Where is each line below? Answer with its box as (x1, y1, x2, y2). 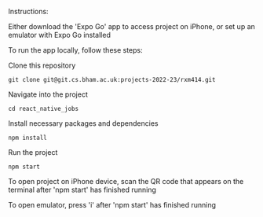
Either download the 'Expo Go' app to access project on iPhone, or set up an (8, 22, 255, 31)
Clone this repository (8, 61, 76, 70)
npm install (8, 134, 47, 142)
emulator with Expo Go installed (8, 31, 111, 39)
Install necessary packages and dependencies (8, 119, 159, 128)
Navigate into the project (8, 90, 88, 99)
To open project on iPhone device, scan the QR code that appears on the (8, 177, 244, 186)
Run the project (8, 148, 58, 156)
